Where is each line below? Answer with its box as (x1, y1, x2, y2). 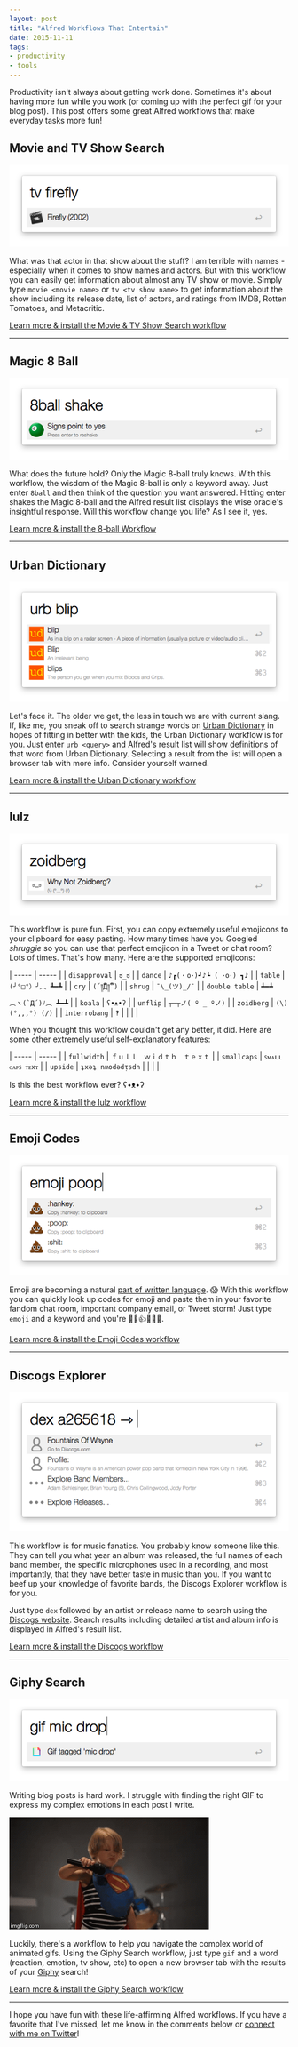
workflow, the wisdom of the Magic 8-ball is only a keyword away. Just (9, 478, 269, 489)
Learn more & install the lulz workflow (9, 1097, 147, 1107)
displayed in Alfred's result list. (9, 1624, 122, 1635)
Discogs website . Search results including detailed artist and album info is (9, 1614, 279, 1626)
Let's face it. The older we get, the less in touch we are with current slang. (9, 711, 281, 722)
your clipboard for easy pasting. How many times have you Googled (9, 933, 258, 944)
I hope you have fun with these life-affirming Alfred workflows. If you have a (9, 2009, 287, 2019)
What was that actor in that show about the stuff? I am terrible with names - (9, 255, 286, 266)
